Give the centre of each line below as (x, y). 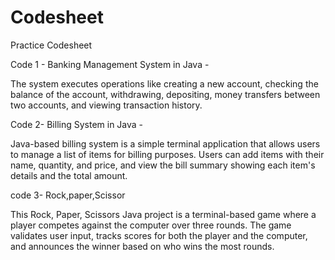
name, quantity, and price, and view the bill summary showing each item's (163, 165)
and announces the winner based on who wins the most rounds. (142, 246)
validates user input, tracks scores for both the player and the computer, (159, 235)
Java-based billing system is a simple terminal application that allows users (165, 143)
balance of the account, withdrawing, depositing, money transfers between (165, 94)
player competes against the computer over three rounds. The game (151, 225)
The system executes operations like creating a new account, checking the (164, 83)
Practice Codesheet (51, 45)
